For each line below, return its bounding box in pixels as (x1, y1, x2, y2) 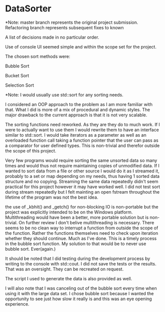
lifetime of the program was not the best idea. (5, 194, 99, 200)
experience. (5, 301, 30, 307)
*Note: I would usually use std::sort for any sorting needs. (5, 92, 124, 98)
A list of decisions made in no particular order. (5, 34, 100, 40)
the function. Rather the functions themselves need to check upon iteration (5, 230, 159, 236)
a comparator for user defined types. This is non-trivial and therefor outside (5, 142, 160, 149)
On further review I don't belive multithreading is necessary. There (18, 219, 155, 225)
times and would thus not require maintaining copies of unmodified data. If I (5, 162, 160, 168)
